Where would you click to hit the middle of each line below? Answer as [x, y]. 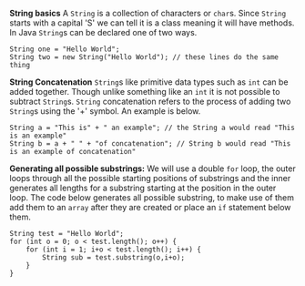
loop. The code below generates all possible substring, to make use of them [152, 198]
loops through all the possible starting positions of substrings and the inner [150, 178]
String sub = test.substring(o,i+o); [113, 258]
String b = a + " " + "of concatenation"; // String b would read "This [150, 144]
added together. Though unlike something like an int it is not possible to [145, 92]
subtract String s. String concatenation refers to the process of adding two [150, 101]
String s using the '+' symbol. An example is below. [105, 111]
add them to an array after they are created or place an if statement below [150, 207]
